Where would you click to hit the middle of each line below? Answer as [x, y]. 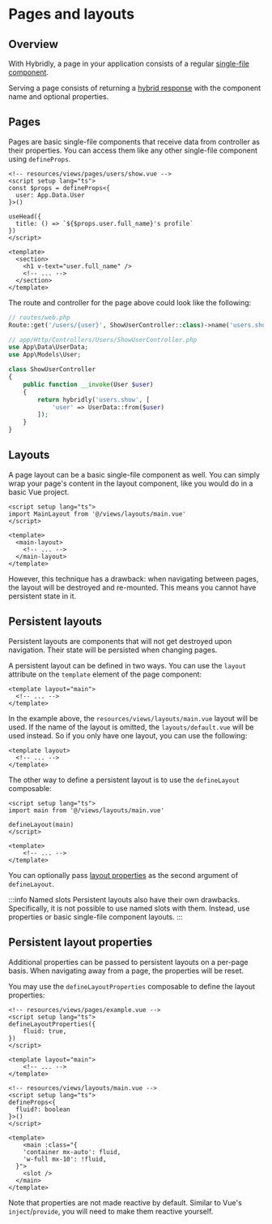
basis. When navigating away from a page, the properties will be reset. [126, 971]
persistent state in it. [42, 596]
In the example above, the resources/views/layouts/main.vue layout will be [134, 718]
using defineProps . [40, 158]
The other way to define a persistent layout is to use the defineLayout [124, 780]
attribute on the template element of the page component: [105, 674]
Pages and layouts [72, 14]
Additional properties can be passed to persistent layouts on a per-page [128, 962]
